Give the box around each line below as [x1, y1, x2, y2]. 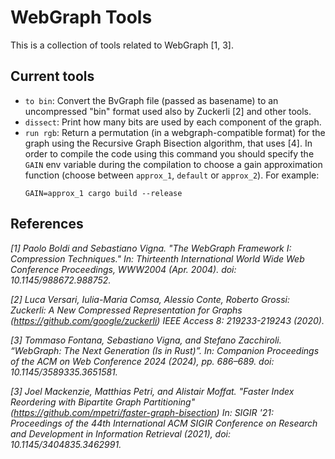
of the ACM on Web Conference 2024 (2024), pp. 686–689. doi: [10, 355, 275, 367]
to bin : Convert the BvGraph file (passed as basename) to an [24, 94, 279, 106]
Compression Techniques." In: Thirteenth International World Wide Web [10, 252, 305, 265]
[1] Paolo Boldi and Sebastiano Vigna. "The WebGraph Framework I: [10, 242, 292, 254]
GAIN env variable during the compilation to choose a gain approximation [24, 158, 323, 170]
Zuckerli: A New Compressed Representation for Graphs [10, 304, 243, 316]
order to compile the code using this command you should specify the [24, 147, 315, 160]
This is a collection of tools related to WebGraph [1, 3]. [10, 39, 235, 51]
